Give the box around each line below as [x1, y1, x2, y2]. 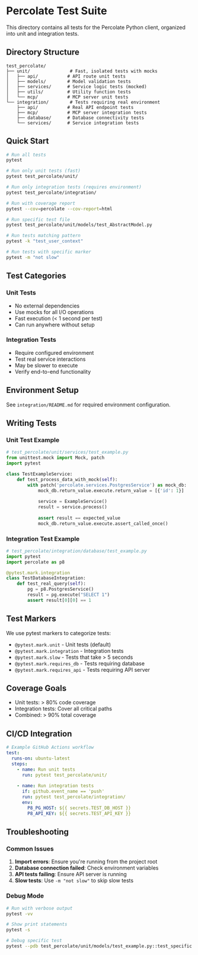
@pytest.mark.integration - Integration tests [14, 647, 124, 654]
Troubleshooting [6, 827, 69, 837]
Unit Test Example [6, 435, 60, 444]
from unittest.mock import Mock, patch [6, 455, 105, 461]
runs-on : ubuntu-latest [11, 755, 70, 762]
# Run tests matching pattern [6, 233, 81, 239]
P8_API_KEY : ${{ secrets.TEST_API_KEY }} [27, 810, 132, 816]
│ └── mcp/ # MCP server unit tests [6, 94, 129, 100]
